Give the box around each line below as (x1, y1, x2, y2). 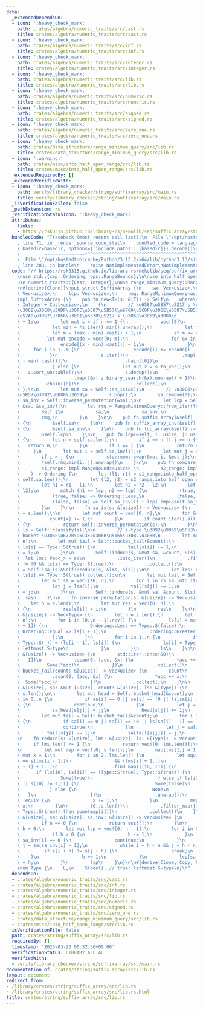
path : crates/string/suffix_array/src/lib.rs (11, 932, 129, 939)
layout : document (6, 972, 50, 978)
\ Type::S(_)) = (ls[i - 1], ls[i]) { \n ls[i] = (17, 640, 182, 646)
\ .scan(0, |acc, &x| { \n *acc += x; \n (17, 674, 188, 680)
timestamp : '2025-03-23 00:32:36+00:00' (11, 944, 115, 950)
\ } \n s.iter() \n (17, 353, 129, 359)
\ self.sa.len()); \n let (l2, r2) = (17, 476, 129, 482)
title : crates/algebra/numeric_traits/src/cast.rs (17, 32, 147, 38)
